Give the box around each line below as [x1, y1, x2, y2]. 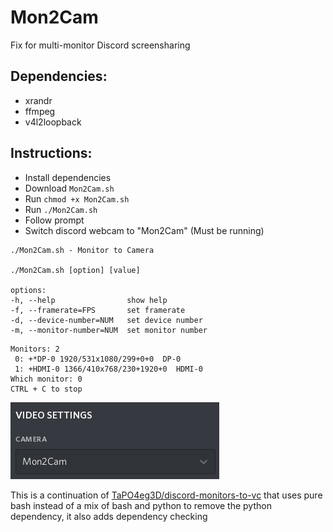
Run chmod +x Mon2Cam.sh [24, 192, 130, 205]
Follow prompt [24, 214, 85, 226]
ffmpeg [24, 105, 56, 117]
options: [10, 285, 47, 295]
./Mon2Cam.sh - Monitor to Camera [10, 245, 155, 255]
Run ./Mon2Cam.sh [24, 203, 98, 215]
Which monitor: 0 [10, 374, 83, 384]
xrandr [24, 94, 53, 106]
